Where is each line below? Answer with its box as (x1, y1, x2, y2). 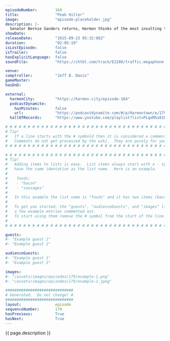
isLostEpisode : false (5, 45, 67, 50)
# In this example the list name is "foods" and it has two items (5, 195, 153, 200)
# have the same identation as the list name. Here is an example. (5, 167, 157, 172)
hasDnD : (5, 83, 22, 88)
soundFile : (5, 59, 28, 64)
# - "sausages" (5, 185, 44, 191)
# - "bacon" (5, 180, 37, 185)
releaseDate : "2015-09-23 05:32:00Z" (5, 36, 105, 41)
